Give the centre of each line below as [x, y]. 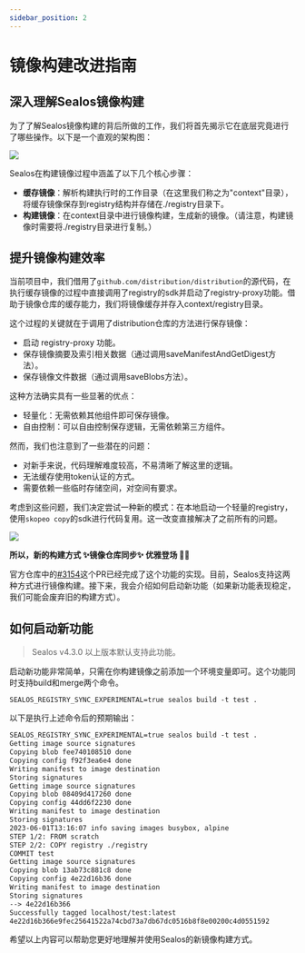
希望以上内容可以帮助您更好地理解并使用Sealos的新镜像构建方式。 [133, 939]
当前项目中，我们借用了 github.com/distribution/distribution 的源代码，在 [150, 282]
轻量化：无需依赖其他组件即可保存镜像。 [98, 415]
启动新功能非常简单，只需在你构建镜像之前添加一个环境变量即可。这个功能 [148, 671]
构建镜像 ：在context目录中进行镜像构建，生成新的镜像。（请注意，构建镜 [158, 215]
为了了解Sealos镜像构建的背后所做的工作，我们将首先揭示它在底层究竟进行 [149, 125]
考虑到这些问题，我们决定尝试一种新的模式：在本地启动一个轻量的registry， [151, 507]
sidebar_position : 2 [49, 18]
